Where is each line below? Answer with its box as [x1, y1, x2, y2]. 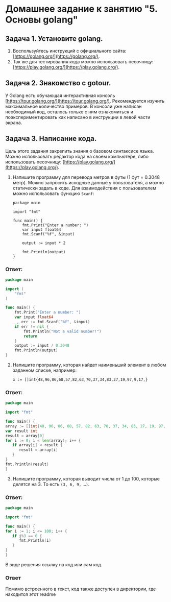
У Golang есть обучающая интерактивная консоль [5, 92, 115, 99]
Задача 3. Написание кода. [5, 134, 97, 143]
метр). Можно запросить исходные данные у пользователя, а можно [12, 179, 164, 185]
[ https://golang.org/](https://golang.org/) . [12, 53, 100, 59]
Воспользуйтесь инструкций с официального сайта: [12, 48, 127, 54]
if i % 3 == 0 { [12, 533, 42, 539]
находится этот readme [5, 591, 56, 597]
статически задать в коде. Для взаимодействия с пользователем [12, 185, 157, 191]
